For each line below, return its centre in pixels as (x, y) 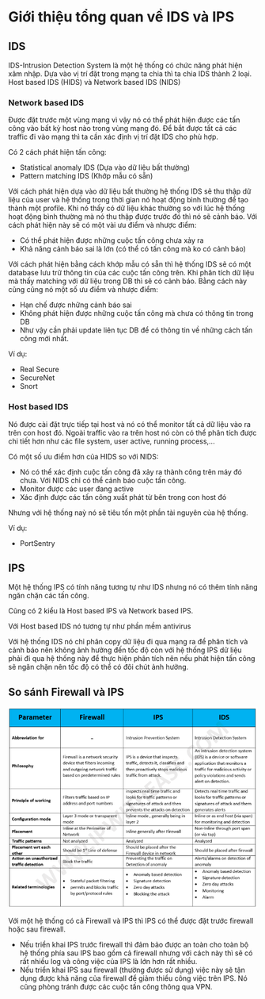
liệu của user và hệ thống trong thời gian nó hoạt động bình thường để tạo (129, 200)
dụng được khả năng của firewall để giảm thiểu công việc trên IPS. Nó (133, 978)
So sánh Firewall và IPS (66, 692)
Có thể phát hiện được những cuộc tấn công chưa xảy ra (112, 240)
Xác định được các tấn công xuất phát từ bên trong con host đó (123, 497)
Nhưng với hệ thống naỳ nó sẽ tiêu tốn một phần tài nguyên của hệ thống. (128, 513)
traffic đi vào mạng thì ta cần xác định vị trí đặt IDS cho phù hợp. (114, 137)
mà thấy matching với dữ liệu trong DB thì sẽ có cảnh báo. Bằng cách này (128, 281)
